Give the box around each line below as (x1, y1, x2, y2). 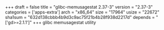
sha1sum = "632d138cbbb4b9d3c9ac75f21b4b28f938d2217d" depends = (5, 15, 155, 20)
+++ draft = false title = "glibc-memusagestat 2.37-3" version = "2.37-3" (5, 4, 153, 10)
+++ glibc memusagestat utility (33, 19, 96, 25)
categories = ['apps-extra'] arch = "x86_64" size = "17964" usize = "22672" (5, 9, 160, 15)
